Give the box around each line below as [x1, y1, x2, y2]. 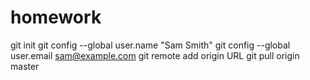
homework [10, 6, 102, 29]
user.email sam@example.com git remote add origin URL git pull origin [10, 49, 300, 61]
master [10, 60, 40, 72]
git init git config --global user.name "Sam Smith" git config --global [10, 39, 291, 51]
